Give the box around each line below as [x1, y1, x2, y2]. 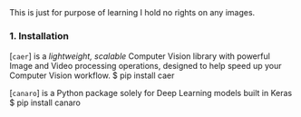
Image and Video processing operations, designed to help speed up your [9, 60, 282, 71]
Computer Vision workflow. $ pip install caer [9, 70, 175, 81]
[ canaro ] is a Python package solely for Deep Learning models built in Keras [9, 87, 293, 98]
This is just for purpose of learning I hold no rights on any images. [9, 7, 256, 18]
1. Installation [9, 30, 70, 43]
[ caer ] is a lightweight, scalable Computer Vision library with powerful [9, 50, 270, 62]
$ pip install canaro [9, 97, 82, 108]
